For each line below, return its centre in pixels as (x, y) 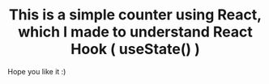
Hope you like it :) (37, 71)
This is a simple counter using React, (135, 15)
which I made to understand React (135, 32)
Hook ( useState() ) (135, 49)
